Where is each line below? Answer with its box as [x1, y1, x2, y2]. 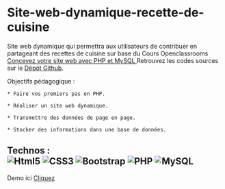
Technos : [7, 145, 51, 157]
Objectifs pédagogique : [7, 77, 75, 85]
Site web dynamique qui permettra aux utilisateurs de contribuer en [7, 42, 197, 50]
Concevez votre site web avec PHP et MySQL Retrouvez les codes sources [7, 56, 219, 64]
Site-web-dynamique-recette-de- [7, 5, 204, 21]
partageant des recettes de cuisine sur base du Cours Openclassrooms [7, 49, 209, 58]
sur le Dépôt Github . [7, 64, 64, 72]
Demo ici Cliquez [7, 173, 55, 182]
